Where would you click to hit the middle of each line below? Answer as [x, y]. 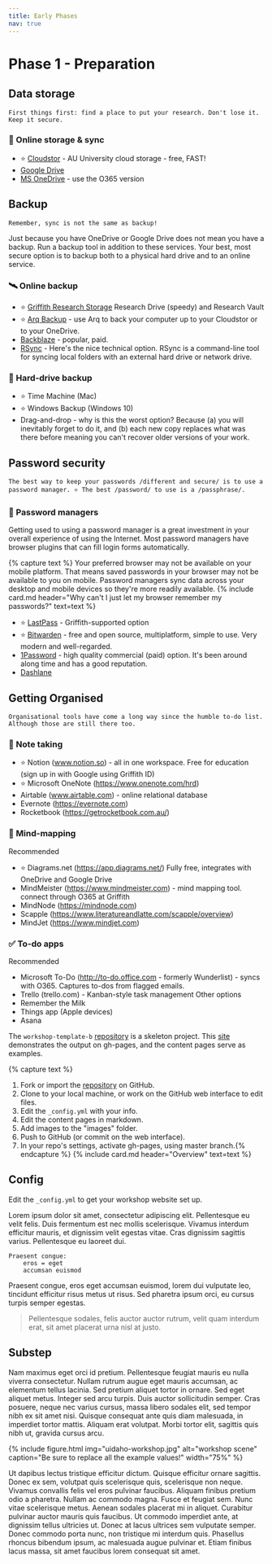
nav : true [25, 24]
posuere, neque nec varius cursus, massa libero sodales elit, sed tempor [130, 1407]
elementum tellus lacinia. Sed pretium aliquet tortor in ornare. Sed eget [127, 1390]
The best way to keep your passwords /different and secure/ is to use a [136, 482]
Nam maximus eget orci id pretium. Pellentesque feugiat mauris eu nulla [129, 1372]
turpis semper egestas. [47, 1303]
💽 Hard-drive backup [50, 378]
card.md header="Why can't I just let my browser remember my [115, 598]
